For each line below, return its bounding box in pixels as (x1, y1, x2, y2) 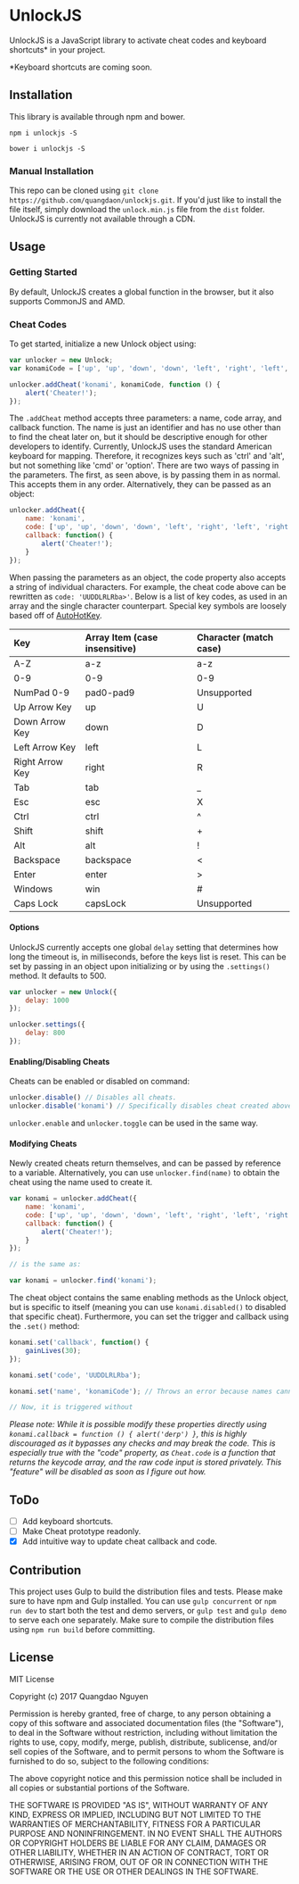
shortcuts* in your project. (9, 44, 106, 54)
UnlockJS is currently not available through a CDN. (9, 213, 196, 224)
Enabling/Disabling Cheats (9, 1056, 110, 1066)
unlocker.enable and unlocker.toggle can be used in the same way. (9, 1117, 259, 1128)
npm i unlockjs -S (9, 129, 77, 137)
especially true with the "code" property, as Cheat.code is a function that (9, 1448, 276, 1458)
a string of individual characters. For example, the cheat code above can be (9, 581, 287, 592)
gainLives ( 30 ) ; (25, 1346, 82, 1355)
